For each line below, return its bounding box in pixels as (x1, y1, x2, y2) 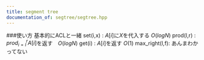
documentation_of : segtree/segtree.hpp (6, 14, 108, 20)
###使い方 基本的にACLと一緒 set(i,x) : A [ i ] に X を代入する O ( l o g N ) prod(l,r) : (6, 31, 196, 39)
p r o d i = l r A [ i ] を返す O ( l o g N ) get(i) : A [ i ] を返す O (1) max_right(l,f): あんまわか (6, 38, 199, 48)
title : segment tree (6, 8, 59, 15)
